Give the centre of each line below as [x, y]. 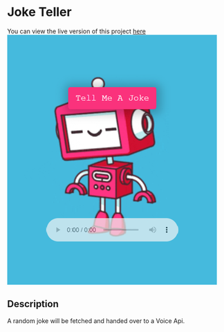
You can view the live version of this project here [77, 31]
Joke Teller [39, 12]
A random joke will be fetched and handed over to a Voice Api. [96, 321]
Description [33, 304]
